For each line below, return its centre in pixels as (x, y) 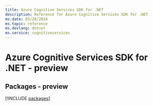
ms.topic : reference (27, 24)
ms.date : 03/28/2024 (27, 19)
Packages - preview (37, 86)
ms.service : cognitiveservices (38, 33)
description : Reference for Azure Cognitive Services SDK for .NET (77, 14)
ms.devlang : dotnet (25, 28)
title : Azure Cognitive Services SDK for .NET (54, 10)
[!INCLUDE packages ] (28, 98)
